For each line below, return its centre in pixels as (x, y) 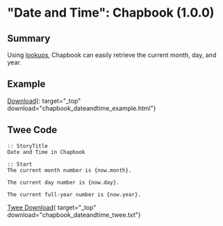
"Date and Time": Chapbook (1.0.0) (111, 13)
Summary (29, 38)
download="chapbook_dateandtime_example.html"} (82, 108)
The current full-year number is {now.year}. (74, 194)
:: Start (20, 164)
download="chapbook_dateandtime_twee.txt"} (74, 215)
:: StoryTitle (28, 146)
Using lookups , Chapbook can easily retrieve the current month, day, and (112, 55)
